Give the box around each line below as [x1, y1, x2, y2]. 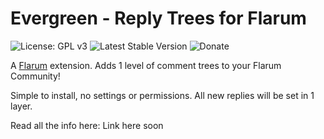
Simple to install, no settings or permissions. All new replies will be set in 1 [10, 89, 315, 101]
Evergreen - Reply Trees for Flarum [10, 7, 307, 30]
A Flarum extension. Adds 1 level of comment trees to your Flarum [10, 59, 282, 71]
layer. [10, 100, 33, 112]
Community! [10, 70, 61, 82]
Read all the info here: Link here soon [10, 119, 164, 131]
